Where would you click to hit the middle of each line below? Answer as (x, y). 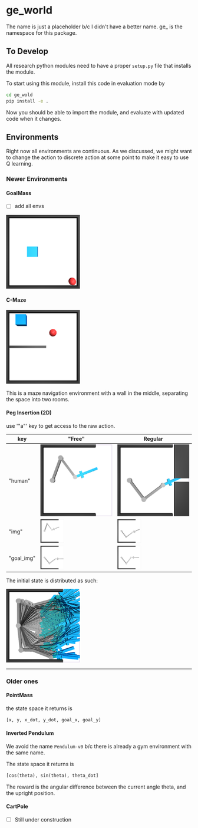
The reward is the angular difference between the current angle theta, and (96, 787)
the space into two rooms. (38, 399)
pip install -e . (27, 101)
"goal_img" (22, 558)
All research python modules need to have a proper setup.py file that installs (99, 65)
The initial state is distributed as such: (52, 580)
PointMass (20, 695)
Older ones (22, 681)
